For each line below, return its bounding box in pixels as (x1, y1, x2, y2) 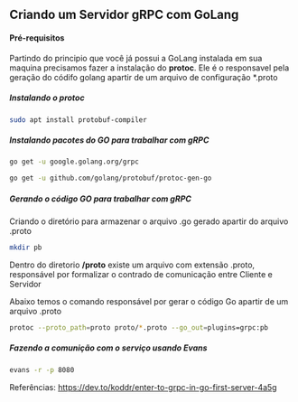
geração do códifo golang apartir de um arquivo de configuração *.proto (9, 71, 278, 82)
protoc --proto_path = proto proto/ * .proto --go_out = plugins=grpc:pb (9, 323, 269, 332)
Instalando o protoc (9, 92, 85, 103)
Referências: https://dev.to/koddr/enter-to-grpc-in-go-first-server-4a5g (9, 381, 277, 392)
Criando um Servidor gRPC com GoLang (9, 7, 239, 23)
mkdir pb (9, 243, 42, 252)
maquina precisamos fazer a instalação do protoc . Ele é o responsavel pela (9, 62, 290, 73)
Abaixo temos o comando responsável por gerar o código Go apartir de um (9, 296, 289, 306)
